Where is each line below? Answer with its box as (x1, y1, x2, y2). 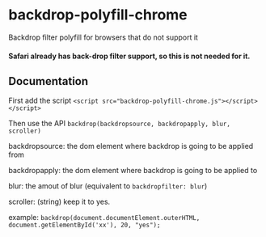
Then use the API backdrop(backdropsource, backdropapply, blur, (8, 119, 230, 129)
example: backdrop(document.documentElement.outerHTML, (8, 213, 201, 222)
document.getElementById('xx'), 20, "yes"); (8, 221, 161, 230)
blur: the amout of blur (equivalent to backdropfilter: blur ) (8, 181, 208, 191)
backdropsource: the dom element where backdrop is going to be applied (8, 142, 254, 151)
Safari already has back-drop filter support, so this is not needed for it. (8, 51, 251, 61)
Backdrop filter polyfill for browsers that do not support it (8, 32, 198, 42)
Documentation (8, 74, 89, 88)
